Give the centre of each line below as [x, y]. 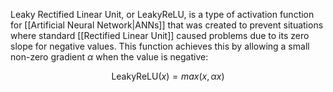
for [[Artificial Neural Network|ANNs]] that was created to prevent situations [167, 25]
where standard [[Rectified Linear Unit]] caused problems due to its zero [160, 35]
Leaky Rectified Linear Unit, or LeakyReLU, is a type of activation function [162, 14]
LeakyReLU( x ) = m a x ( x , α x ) [168, 76]
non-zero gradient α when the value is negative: [109, 57]
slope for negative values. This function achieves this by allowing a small [160, 46]
